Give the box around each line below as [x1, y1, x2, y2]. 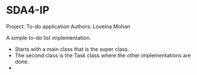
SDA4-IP [6, 4, 50, 17]
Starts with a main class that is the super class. [14, 45, 130, 53]
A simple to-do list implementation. [6, 34, 92, 41]
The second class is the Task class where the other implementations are [14, 52, 191, 59]
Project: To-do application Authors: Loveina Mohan [6, 23, 131, 30]
